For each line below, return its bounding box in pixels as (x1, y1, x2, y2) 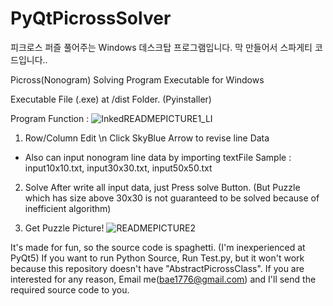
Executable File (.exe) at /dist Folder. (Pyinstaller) (10, 93, 212, 105)
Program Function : (10, 112, 90, 124)
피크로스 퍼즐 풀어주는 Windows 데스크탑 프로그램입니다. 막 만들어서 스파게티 (10, 41, 313, 53)
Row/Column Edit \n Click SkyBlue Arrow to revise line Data (24, 132, 270, 144)
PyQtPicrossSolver (10, 7, 172, 30)
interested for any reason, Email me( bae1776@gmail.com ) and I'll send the (10, 273, 317, 285)
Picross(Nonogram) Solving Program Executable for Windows (10, 73, 265, 86)
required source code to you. (10, 283, 130, 296)
